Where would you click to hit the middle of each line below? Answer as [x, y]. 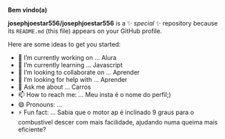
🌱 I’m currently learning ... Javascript [70, 65]
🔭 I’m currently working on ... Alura [67, 57]
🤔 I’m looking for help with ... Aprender [72, 79]
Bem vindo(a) [28, 10]
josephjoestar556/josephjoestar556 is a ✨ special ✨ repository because [113, 23]
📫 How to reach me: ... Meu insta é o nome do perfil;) [94, 95]
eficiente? [32, 129]
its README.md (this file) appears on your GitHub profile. [85, 31]
